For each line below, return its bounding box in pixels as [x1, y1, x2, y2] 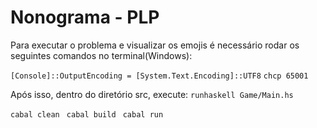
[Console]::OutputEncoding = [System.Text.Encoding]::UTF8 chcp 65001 [10, 71, 309, 81]
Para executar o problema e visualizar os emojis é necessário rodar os [10, 39, 300, 51]
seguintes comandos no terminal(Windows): [10, 49, 193, 61]
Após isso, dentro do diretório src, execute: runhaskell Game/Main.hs [10, 88, 294, 100]
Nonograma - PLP [10, 6, 160, 29]
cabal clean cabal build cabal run [10, 109, 164, 120]
